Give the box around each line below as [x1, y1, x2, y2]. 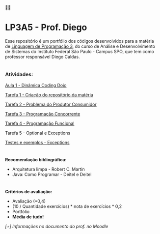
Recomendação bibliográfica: [5, 156, 67, 162]
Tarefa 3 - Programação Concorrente [5, 111, 80, 117]
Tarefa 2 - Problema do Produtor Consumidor [5, 101, 97, 107]
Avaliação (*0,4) [12, 198, 46, 204]
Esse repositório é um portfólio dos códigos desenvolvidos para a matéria [5, 38, 154, 44]
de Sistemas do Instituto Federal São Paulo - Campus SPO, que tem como [5, 48, 155, 54]
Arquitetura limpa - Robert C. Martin [12, 166, 85, 172]
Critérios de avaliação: [5, 188, 53, 194]
